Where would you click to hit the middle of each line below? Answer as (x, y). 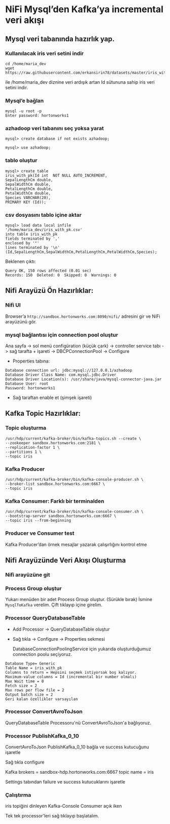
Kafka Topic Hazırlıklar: (43, 414)
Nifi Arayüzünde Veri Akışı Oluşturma (66, 560)
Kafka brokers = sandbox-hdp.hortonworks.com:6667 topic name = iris (80, 772)
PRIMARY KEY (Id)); (26, 202)
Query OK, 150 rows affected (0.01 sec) (49, 271)
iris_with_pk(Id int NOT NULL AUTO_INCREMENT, (56, 175)
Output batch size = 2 (29, 695)
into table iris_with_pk (31, 235)
